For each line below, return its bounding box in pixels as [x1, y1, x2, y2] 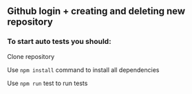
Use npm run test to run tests [7, 79, 88, 87]
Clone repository [7, 52, 55, 60]
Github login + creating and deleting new [7, 5, 186, 17]
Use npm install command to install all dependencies [7, 65, 160, 74]
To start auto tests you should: [7, 37, 111, 47]
